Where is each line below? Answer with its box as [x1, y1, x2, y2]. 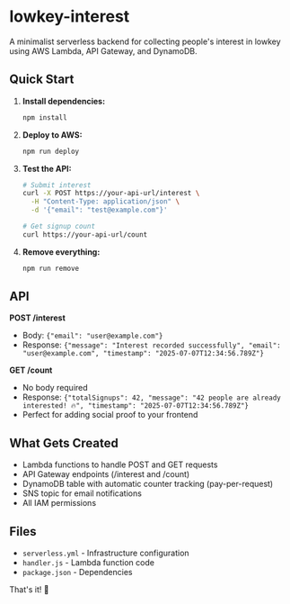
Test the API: [22, 163, 72, 174]
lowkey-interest [9, 6, 130, 27]
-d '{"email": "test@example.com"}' [31, 205, 168, 215]
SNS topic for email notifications [22, 488, 142, 499]
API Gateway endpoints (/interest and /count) [22, 469, 190, 480]
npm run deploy [22, 147, 80, 156]
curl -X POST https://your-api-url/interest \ [22, 189, 200, 198]
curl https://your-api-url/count [22, 230, 148, 239]
